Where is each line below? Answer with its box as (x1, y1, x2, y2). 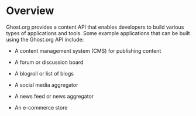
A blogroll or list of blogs (14, 70, 74, 77)
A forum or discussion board (14, 59, 84, 66)
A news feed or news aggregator (14, 93, 94, 100)
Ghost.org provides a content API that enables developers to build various (6, 23, 184, 30)
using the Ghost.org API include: (6, 36, 84, 43)
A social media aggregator (14, 81, 78, 88)
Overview (6, 4, 54, 18)
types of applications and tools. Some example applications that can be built (6, 29, 190, 36)
